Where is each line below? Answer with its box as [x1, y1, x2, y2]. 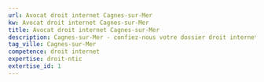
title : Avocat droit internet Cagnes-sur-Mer [8, 26, 159, 34]
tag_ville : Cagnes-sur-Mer [8, 41, 97, 48]
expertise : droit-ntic [8, 55, 82, 63]
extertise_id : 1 [8, 62, 61, 70]
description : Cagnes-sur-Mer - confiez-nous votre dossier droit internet [8, 33, 258, 41]
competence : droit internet [8, 48, 101, 55]
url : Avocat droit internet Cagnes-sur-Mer [8, 11, 153, 20]
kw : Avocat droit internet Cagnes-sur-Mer [8, 19, 149, 27]
